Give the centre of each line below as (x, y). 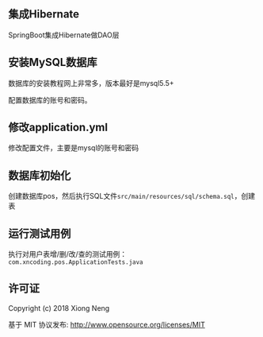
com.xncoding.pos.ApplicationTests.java (76, 262)
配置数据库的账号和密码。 (50, 100)
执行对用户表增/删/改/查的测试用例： (68, 254)
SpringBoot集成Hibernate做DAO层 (64, 35)
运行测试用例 (40, 233)
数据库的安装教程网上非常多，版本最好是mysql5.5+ (91, 83)
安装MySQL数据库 (53, 62)
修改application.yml (58, 128)
